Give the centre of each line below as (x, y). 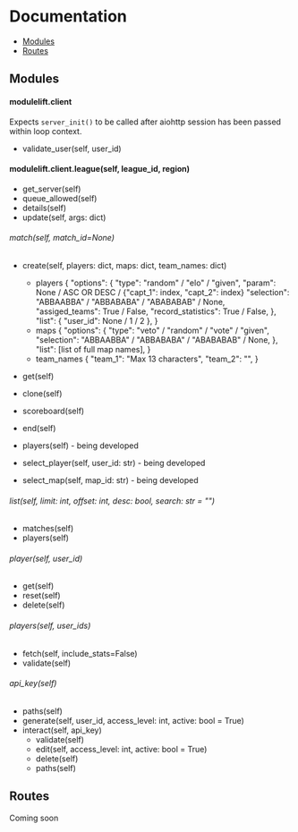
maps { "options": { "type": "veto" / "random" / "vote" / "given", (153, 330)
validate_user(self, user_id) (72, 149)
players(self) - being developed (80, 446)
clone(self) (42, 393)
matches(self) (48, 529)
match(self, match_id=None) (62, 238)
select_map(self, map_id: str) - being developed (110, 480)
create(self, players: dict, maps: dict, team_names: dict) (124, 265)
